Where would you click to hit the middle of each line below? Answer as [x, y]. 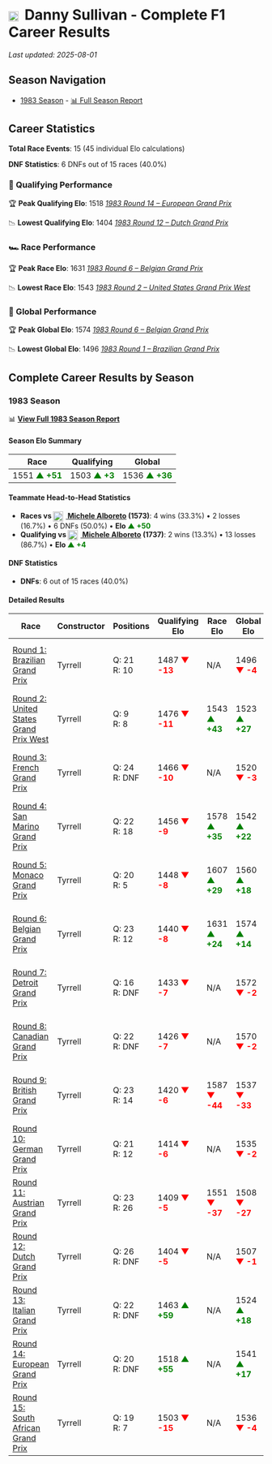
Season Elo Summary [45, 441]
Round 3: [30, 758]
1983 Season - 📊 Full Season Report [81, 100]
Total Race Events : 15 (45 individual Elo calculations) [97, 149]
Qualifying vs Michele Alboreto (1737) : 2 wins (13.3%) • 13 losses [138, 534]
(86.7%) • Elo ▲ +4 [53, 545]
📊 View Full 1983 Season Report [64, 419]
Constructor [81, 627]
